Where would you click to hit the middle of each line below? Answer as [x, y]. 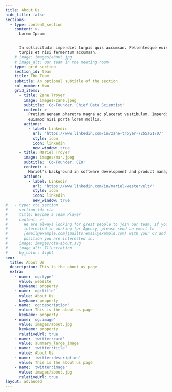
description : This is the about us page [53, 267]
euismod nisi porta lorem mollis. [65, 119]
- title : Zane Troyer [42, 95]
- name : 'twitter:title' [41, 348]
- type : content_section [36, 24]
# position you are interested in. [50, 239]
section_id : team [33, 72]
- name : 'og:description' [42, 305]
